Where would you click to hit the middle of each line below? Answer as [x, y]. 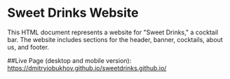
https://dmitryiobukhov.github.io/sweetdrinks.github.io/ [87, 68]
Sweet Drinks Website [73, 13]
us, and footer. [28, 47]
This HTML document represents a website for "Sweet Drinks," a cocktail [113, 32]
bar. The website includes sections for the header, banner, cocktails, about [115, 39]
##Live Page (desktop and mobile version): [69, 60]
